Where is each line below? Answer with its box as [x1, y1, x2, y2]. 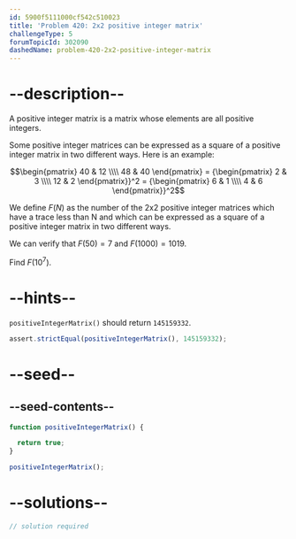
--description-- [9, 84, 125, 104]
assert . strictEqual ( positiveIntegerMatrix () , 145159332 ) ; [9, 334, 227, 343]
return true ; [17, 439, 65, 448]
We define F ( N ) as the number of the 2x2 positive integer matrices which [9, 203, 275, 213]
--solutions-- [9, 493, 109, 513]
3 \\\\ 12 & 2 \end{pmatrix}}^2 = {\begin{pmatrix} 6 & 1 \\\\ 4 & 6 [34, 176, 263, 187]
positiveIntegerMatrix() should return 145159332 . [9, 317, 192, 327]
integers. [9, 123, 42, 134]
